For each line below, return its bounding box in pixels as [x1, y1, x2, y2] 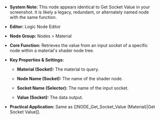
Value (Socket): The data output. [16, 94, 83, 100]
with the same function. [9, 15, 57, 20]
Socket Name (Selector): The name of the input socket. [16, 85, 129, 91]
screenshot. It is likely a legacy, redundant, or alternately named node [9, 9, 149, 15]
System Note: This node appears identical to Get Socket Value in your [9, 4, 150, 10]
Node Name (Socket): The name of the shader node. [16, 76, 123, 81]
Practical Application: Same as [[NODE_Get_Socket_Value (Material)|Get [9, 104, 155, 109]
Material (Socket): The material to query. [16, 66, 99, 72]
